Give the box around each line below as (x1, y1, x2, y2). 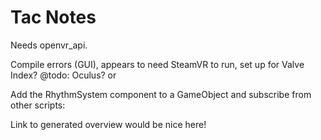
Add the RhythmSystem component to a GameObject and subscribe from (10, 88, 312, 100)
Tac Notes (10, 6, 97, 29)
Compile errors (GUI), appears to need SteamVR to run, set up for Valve (10, 58, 305, 70)
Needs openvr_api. (10, 39, 88, 51)
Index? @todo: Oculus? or (10, 69, 117, 81)
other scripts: (10, 99, 66, 111)
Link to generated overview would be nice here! (10, 118, 207, 130)
